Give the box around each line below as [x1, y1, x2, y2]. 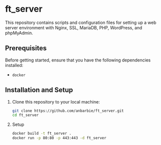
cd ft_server [12, 113, 39, 118]
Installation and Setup [5, 86, 73, 94]
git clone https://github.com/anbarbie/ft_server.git [12, 108, 124, 113]
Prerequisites [5, 44, 47, 52]
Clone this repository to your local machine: [12, 99, 100, 104]
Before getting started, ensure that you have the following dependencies [5, 57, 151, 63]
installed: [5, 62, 23, 68]
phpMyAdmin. [5, 30, 33, 36]
